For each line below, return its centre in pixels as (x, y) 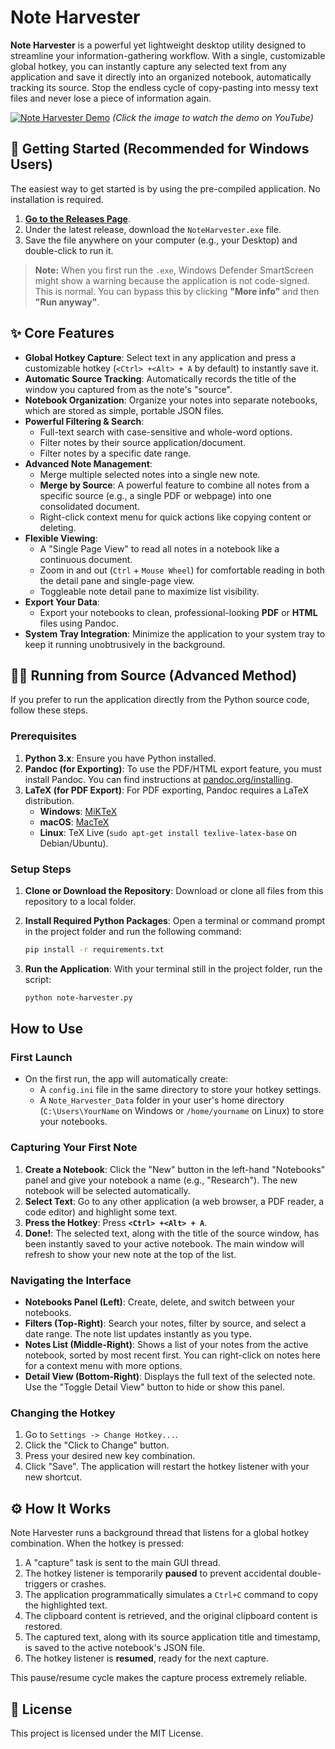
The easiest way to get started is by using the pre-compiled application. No (165, 188)
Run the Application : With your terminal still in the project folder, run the (173, 968)
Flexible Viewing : (61, 538)
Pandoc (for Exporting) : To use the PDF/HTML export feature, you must (173, 768)
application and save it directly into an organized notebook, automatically (161, 77)
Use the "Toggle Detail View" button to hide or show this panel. (154, 1387)
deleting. (58, 527)
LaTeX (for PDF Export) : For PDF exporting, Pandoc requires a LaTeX (167, 790)
